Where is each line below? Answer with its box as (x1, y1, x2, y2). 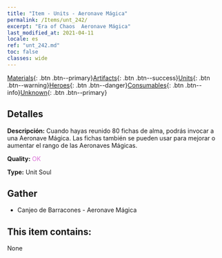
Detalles (7, 108, 43, 120)
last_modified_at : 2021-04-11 (7, 29, 94, 36)
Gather (7, 187, 38, 200)
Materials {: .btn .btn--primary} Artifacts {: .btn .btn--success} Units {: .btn (7, 74, 210, 82)
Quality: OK (7, 154, 41, 162)
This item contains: (7, 226, 92, 237)
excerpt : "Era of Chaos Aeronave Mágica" (7, 23, 131, 30)
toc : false (7, 49, 39, 56)
